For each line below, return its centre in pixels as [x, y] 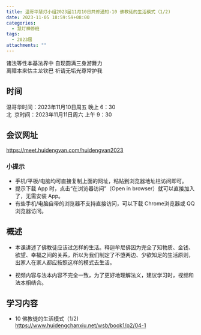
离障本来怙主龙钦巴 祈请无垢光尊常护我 [54, 70]
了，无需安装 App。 [39, 196]
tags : [13, 34]
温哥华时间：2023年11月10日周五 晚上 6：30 [61, 107]
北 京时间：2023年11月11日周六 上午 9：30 [59, 114]
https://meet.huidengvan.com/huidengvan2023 [65, 150]
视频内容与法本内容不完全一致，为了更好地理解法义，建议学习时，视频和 [104, 275]
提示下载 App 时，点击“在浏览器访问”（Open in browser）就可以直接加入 [105, 188]
